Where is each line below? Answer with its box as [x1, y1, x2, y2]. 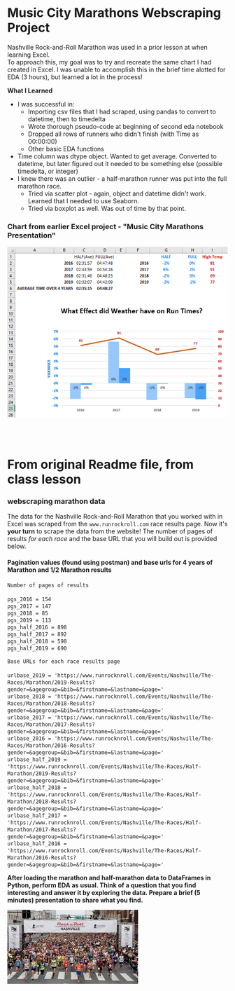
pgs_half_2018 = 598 [7, 638, 68, 645]
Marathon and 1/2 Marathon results [7, 566, 112, 574]
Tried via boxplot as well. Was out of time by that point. [27, 204, 187, 212]
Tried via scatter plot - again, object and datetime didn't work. [27, 189, 206, 198]
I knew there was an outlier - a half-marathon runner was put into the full [17, 174, 227, 183]
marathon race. [17, 182, 62, 190]
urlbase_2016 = [7, 735, 52, 742]
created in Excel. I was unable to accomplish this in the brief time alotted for [7, 65, 226, 74]
